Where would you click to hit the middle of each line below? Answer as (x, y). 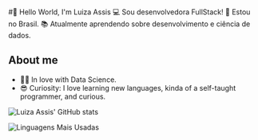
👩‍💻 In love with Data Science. (68, 80)
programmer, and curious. (63, 96)
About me (33, 60)
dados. (20, 35)
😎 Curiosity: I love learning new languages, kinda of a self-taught (128, 87)
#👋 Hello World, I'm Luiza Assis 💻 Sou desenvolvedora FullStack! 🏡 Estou (129, 12)
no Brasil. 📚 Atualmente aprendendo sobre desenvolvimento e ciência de (129, 24)
